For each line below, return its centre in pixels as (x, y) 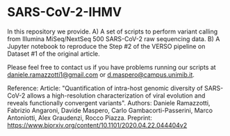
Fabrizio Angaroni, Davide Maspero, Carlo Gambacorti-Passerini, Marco (110, 110)
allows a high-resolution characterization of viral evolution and (116, 96)
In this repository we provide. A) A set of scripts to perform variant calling (113, 31)
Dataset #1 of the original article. (54, 54)
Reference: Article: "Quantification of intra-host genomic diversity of (105, 88)
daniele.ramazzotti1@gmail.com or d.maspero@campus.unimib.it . (101, 75)
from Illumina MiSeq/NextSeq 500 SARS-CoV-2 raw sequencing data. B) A (114, 38)
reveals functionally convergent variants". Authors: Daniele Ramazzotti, (109, 103)
